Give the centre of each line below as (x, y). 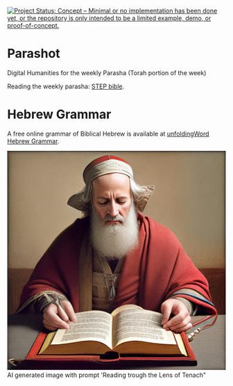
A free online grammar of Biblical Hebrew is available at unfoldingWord (108, 134)
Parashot (34, 54)
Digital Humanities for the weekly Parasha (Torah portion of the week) (107, 72)
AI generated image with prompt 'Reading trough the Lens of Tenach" (107, 375)
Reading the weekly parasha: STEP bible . (66, 86)
